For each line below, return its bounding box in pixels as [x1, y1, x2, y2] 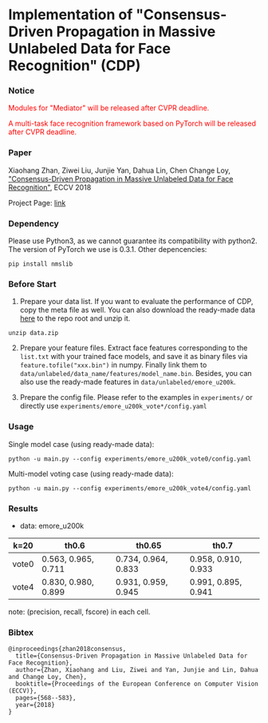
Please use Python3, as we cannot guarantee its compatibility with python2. [8, 236, 258, 246]
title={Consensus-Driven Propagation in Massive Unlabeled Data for [15, 652, 248, 661]
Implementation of [8, 6, 133, 24]
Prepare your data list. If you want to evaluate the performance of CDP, [19, 297, 254, 306]
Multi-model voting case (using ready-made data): [8, 469, 174, 478]
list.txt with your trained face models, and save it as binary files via [19, 352, 248, 361]
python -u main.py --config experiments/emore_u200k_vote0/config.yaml [8, 454, 251, 463]
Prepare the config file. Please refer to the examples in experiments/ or [19, 393, 253, 402]
